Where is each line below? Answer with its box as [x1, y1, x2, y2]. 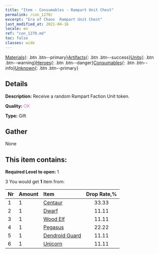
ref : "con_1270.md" [5, 31, 46, 36]
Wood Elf [43, 216, 65, 223]
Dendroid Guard [43, 232, 82, 239]
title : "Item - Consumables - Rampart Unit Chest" [5, 7, 114, 13]
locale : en [5, 26, 28, 31]
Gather [5, 127, 28, 136]
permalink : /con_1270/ [5, 12, 53, 17]
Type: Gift [5, 112, 26, 119]
